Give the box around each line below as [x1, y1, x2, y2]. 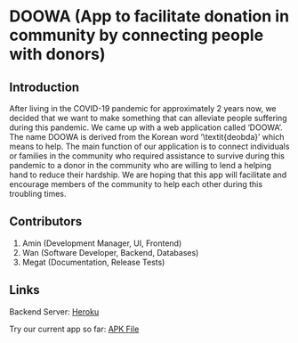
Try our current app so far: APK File [9, 323, 140, 334]
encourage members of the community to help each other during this [9, 179, 263, 189]
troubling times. [9, 189, 67, 199]
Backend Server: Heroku [9, 306, 100, 317]
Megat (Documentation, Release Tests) [21, 257, 165, 267]
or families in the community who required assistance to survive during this [9, 151, 285, 161]
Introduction [9, 79, 80, 94]
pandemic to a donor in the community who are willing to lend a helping [9, 160, 272, 170]
